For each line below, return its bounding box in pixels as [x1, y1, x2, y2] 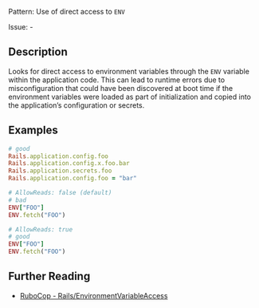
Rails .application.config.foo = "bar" [8, 175, 137, 183]
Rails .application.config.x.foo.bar [8, 160, 130, 168]
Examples [8, 124, 58, 137]
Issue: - [8, 22, 33, 31]
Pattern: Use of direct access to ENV [8, 7, 125, 16]
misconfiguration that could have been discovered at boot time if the [8, 83, 233, 93]
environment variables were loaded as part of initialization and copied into [8, 92, 251, 101]
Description [8, 45, 68, 59]
